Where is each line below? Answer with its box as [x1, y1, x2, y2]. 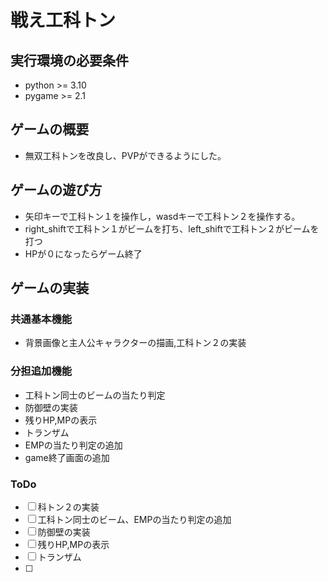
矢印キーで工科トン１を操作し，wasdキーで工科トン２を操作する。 [24, 210, 301, 222]
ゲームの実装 [10, 280, 90, 297]
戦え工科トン [10, 9, 117, 32]
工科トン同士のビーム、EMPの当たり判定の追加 [37, 513, 232, 525]
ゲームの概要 [10, 121, 90, 138]
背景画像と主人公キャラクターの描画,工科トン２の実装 [24, 337, 247, 349]
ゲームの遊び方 [10, 182, 103, 199]
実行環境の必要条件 [10, 52, 129, 69]
